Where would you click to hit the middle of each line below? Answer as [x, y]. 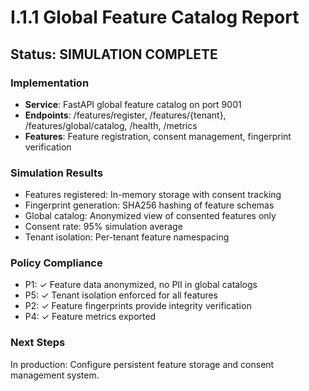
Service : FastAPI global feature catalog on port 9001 [133, 104]
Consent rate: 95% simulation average [103, 227]
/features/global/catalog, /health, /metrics [111, 125]
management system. [55, 375]
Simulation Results [57, 173]
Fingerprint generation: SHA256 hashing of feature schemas [149, 205]
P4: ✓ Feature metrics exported [90, 317]
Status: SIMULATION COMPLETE [114, 54]
